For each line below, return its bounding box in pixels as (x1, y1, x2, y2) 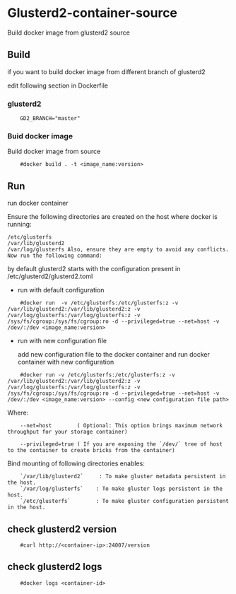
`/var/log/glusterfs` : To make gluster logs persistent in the (20, 485, 223, 492)
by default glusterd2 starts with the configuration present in (7, 265, 181, 273)
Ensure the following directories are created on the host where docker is (7, 213, 218, 221)
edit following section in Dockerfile (7, 81, 108, 90)
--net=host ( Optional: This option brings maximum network (20, 422, 223, 429)
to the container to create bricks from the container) (7, 447, 175, 454)
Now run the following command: (7, 252, 102, 259)
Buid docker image (7, 131, 73, 141)
